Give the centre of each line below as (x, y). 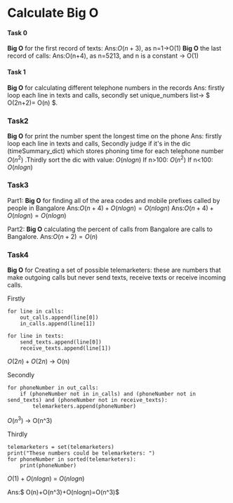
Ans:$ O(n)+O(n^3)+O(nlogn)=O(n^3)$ (63, 492)
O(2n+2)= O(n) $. (33, 103)
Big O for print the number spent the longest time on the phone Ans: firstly (115, 136)
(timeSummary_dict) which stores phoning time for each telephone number (115, 151)
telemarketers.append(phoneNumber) (85, 406)
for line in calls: (36, 312)
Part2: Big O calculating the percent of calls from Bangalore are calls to (110, 229)
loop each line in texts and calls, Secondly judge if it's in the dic (99, 143)
